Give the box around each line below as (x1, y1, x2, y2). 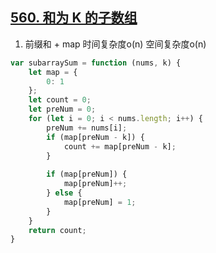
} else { (46, 188, 83, 198)
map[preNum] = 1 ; (63, 197, 137, 207)
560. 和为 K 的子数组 (10, 9, 138, 27)
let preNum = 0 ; (28, 104, 97, 115)
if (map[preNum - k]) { (46, 132, 145, 142)
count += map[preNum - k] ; (63, 141, 177, 152)
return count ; (28, 225, 87, 235)
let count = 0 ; (28, 95, 92, 105)
